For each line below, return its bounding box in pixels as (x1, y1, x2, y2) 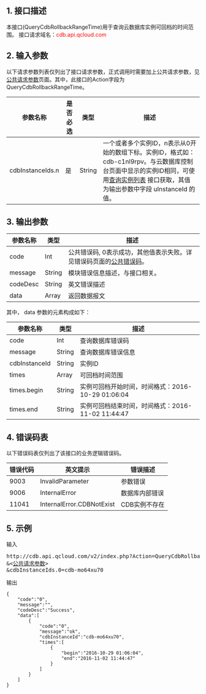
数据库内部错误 (120, 489, 164, 497)
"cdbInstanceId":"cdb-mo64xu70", (39, 634, 124, 640)
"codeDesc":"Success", (17, 607, 75, 614)
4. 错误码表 (6, 432, 48, 442)
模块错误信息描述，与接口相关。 (68, 269, 161, 277)
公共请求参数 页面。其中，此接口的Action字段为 (6, 75, 125, 83)
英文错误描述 (68, 281, 105, 289)
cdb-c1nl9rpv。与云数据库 (102, 157, 181, 165)
